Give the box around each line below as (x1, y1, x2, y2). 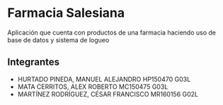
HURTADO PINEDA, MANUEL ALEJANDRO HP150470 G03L (17, 75, 191, 83)
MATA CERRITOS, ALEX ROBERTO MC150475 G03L (17, 82, 168, 91)
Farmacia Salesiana (7, 5, 125, 21)
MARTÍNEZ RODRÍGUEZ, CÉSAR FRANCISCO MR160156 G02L (17, 89, 199, 98)
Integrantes (7, 56, 60, 68)
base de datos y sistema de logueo (7, 35, 110, 44)
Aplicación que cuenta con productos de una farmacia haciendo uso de (7, 28, 216, 37)
